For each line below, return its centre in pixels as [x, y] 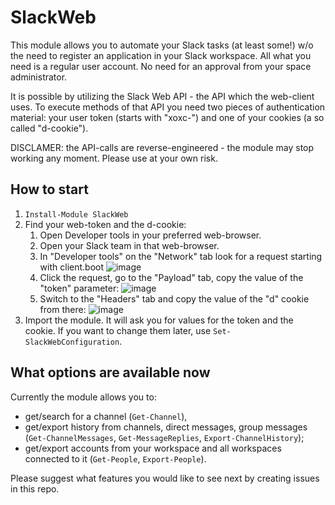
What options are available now [110, 372]
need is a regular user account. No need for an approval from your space [161, 66]
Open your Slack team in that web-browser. [129, 245]
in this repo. [35, 488]
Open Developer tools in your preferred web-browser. [150, 235]
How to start [49, 189]
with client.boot [72, 267]
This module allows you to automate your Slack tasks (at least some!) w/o [162, 45]
